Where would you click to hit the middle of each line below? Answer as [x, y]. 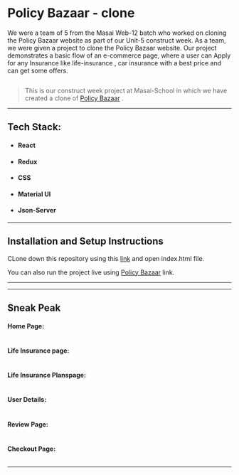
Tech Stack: [34, 127]
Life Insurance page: [38, 351]
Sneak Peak [34, 308]
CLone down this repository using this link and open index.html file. [106, 258]
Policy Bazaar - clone [71, 13]
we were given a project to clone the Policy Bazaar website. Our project [112, 48]
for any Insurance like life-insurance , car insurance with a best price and [115, 63]
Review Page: [28, 424]
